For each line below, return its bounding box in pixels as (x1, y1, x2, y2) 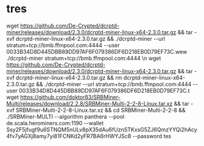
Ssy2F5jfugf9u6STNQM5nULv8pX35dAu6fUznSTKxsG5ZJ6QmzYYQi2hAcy (6, 126, 198, 133)
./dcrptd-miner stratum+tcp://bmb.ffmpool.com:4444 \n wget (6, 54, 161, 62)
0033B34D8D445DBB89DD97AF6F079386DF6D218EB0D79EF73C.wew (6, 48, 188, 55)
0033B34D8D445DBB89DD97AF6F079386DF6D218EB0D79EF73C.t (19, 87, 190, 94)
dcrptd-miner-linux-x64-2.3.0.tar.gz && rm (15, 74, 122, 81)
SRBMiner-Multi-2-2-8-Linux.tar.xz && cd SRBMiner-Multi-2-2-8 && (15, 106, 186, 114)
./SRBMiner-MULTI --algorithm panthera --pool (6, 112, 125, 120)
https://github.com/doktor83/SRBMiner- (20, 93, 121, 101)
